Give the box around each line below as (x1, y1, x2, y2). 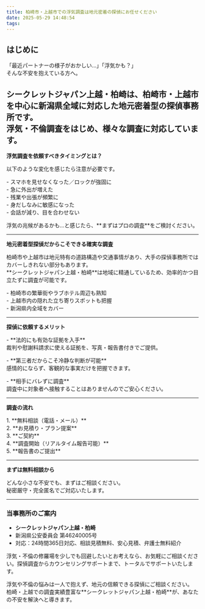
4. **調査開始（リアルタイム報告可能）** (6, 440, 109, 447)
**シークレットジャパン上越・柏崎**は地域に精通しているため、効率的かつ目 (6, 269, 199, 275)
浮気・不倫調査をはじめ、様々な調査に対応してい (6, 123, 191, 134)
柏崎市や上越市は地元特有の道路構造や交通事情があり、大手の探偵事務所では (6, 253, 199, 260)
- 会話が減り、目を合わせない (6, 209, 80, 216)
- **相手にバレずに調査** (6, 377, 70, 385)
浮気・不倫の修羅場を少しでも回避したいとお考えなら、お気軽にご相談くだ (6, 552, 193, 560)
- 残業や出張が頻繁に (6, 194, 59, 200)
